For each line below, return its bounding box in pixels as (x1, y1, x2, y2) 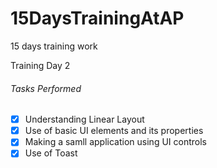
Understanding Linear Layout (24, 113, 145, 126)
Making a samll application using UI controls (24, 136, 207, 148)
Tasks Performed (10, 82, 82, 94)
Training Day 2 (10, 59, 71, 71)
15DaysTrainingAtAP (10, 7, 185, 30)
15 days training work (10, 40, 98, 52)
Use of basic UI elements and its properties (24, 125, 204, 137)
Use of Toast (24, 147, 78, 159)
